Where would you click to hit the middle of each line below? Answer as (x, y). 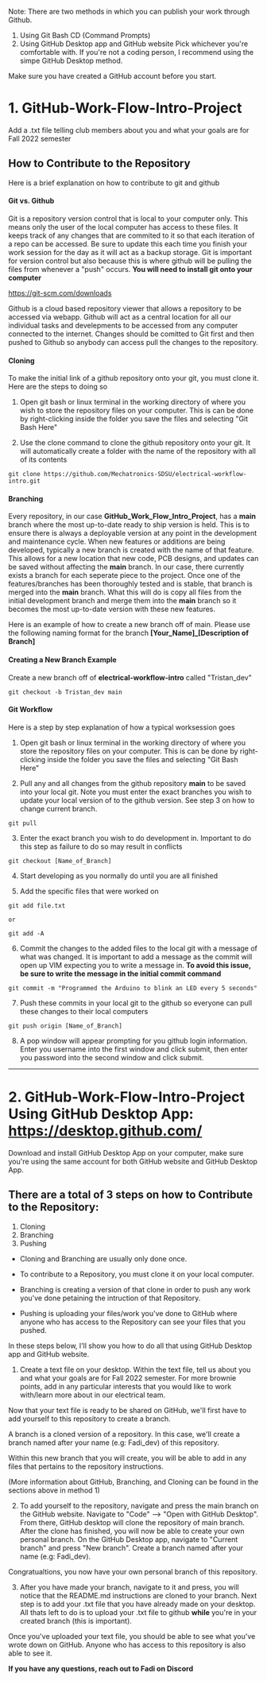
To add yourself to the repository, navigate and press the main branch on (139, 1505)
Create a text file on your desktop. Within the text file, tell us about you (135, 1369)
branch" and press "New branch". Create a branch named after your (132, 1547)
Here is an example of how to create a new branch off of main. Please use (129, 625)
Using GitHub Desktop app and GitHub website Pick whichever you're (134, 44)
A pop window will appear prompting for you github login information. (133, 1040)
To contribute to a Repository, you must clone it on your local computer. (137, 1274)
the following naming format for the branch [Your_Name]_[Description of (128, 633)
